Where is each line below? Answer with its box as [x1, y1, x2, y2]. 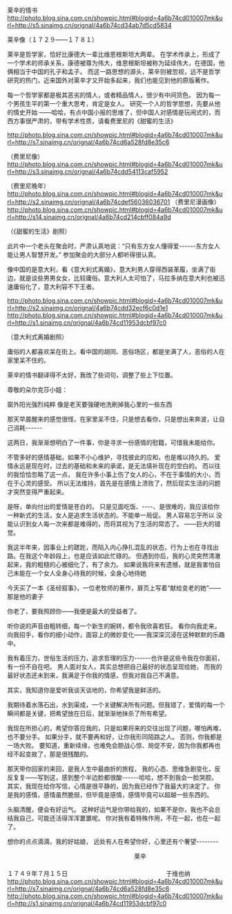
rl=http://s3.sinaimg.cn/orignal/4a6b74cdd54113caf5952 [7, 168, 168, 175]
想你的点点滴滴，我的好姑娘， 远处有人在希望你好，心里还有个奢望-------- [7, 837, 219, 845]
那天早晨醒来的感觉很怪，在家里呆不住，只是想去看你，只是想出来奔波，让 [7, 415, 219, 423]
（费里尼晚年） [7, 182, 50, 190]
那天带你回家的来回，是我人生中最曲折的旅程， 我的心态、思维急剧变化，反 [7, 764, 221, 773]
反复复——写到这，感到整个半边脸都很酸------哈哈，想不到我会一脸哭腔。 [7, 773, 217, 781]
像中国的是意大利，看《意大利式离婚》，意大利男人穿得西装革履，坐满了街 [7, 265, 216, 274]
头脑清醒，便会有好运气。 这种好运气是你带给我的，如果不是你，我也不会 [7, 805, 215, 814]
